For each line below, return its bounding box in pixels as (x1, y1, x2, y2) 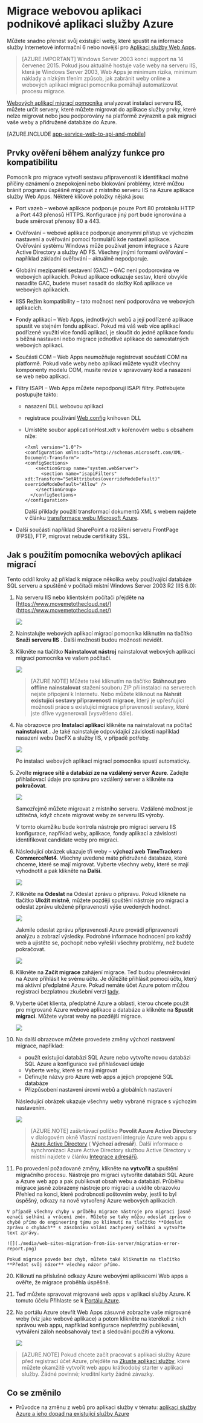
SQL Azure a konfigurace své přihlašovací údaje (24, 1060, 144, 1067)
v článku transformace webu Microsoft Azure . (24, 514, 139, 522)
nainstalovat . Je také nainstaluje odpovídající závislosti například (15, 728, 180, 735)
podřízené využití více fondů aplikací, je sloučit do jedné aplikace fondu (15, 328, 194, 336)
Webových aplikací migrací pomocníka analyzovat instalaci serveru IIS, (7, 99, 183, 107)
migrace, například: (15, 1042, 64, 1049)
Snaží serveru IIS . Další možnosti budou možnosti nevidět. (15, 636, 164, 643)
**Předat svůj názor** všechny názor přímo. (7, 1261, 121, 1267)
